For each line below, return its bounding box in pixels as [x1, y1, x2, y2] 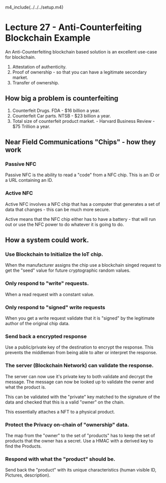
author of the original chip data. [5, 321, 70, 327]
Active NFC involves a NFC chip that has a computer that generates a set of [5, 201, 160, 207]
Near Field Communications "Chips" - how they [5, 138, 156, 146]
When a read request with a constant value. [5, 291, 94, 297]
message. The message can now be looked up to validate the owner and [5, 379, 154, 385]
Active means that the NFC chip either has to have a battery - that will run [5, 216, 156, 222]
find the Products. [5, 443, 42, 449]
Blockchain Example [5, 32, 91, 44]
